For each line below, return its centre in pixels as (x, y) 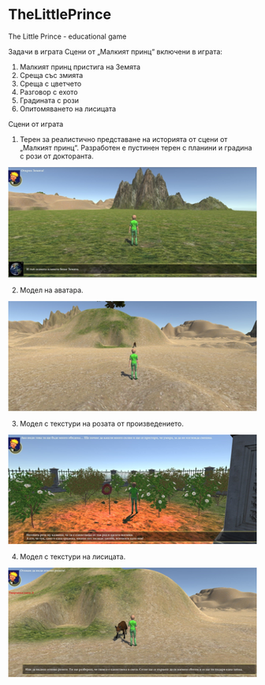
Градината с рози (49, 100)
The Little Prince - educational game (67, 36)
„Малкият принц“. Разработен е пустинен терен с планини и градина (136, 147)
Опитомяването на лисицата (68, 109)
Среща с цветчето (50, 84)
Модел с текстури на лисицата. (73, 557)
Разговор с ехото (49, 91)
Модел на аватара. (52, 290)
